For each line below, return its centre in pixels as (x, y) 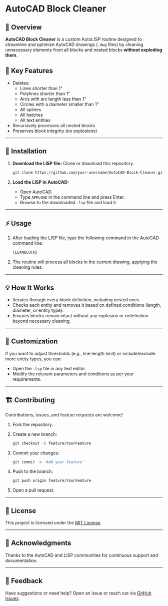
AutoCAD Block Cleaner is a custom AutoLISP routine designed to (73, 39)
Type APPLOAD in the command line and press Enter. (72, 197)
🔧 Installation (26, 151)
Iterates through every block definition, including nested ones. (76, 300)
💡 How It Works (30, 287)
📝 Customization (31, 342)
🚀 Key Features (29, 71)
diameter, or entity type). (38, 310)
